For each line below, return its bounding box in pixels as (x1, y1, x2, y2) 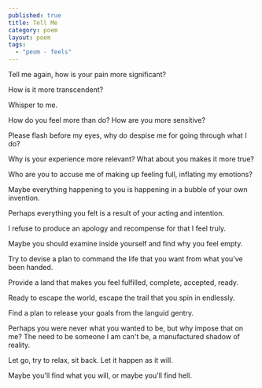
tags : (8, 41, 26, 49)
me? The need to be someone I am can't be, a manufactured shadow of (8, 332, 240, 341)
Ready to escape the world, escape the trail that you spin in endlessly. (8, 293, 235, 302)
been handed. (8, 263, 54, 272)
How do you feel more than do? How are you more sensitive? (8, 116, 206, 124)
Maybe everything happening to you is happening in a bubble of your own (8, 185, 248, 194)
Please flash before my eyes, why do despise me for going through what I (8, 131, 247, 140)
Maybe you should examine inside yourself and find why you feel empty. (8, 239, 243, 248)
